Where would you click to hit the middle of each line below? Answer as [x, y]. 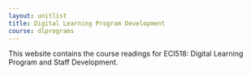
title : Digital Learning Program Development [87, 23]
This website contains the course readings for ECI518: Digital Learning [126, 54]
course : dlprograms [41, 31]
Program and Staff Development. [63, 62]
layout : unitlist [38, 16]
